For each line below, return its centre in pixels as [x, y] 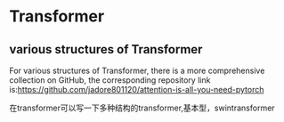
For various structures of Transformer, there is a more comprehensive [137, 70]
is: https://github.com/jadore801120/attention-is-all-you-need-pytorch [137, 89]
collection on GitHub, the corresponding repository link [110, 80]
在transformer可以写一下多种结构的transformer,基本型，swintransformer [142, 108]
